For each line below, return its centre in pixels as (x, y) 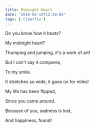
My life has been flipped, (31, 91)
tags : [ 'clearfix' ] (25, 19)
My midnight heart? (25, 43)
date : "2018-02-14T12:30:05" (35, 14)
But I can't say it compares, (33, 62)
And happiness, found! (28, 120)
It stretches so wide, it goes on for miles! (47, 82)
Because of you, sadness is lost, (38, 111)
